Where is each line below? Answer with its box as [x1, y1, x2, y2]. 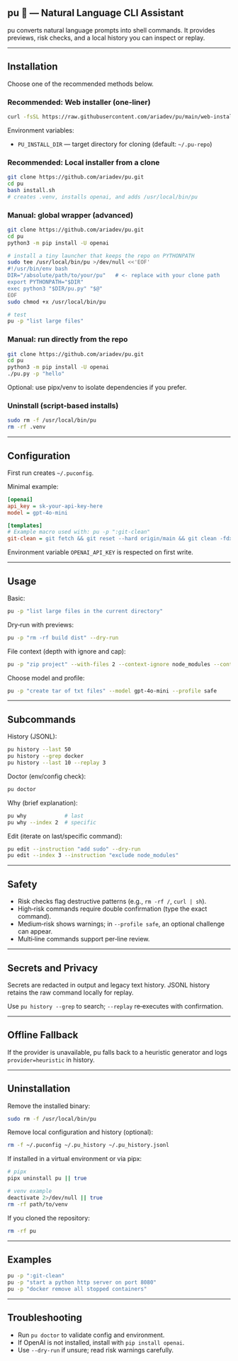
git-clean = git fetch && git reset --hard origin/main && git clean [7, 535, 217, 542]
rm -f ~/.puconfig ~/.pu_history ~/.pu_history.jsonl [7, 1142, 170, 1149]
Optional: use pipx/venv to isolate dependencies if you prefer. [7, 383, 187, 392]
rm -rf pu [7, 1227, 37, 1234]
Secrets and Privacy [7, 962, 98, 974]
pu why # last [7, 812, 84, 819]
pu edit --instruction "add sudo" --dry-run [7, 845, 141, 853]
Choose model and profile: [7, 673, 85, 682]
